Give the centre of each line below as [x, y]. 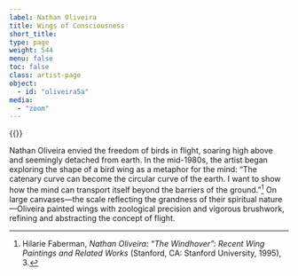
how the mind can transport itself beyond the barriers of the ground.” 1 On [143, 189]
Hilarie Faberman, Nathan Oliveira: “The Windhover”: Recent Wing [143, 243]
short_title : [33, 34]
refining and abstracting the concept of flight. [92, 217]
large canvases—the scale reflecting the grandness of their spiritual [133, 199]
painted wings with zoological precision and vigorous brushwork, [166, 209]
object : [24, 83]
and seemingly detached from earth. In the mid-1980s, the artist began [139, 160]
